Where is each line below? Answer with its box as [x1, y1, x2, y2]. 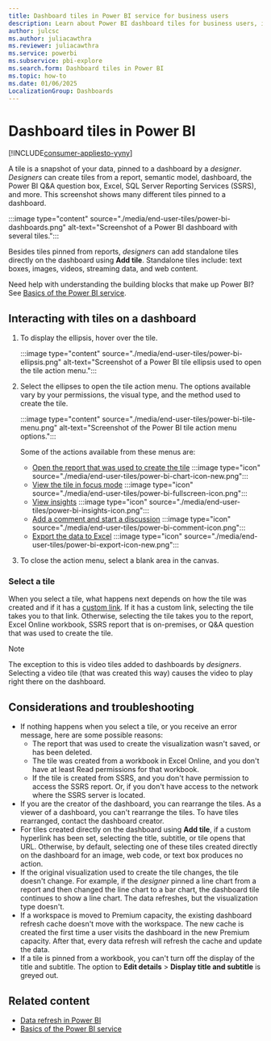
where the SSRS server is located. [31, 791, 146, 800]
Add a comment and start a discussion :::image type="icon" [31, 514, 231, 524]
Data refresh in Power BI [19, 1015, 102, 1026]
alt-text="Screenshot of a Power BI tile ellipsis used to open [63, 357, 262, 367]
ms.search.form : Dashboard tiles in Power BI [8, 65, 164, 73]
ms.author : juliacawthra [8, 34, 92, 43]
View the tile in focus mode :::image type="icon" [31, 480, 194, 489]
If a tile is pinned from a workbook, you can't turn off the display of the [19, 954, 256, 963]
